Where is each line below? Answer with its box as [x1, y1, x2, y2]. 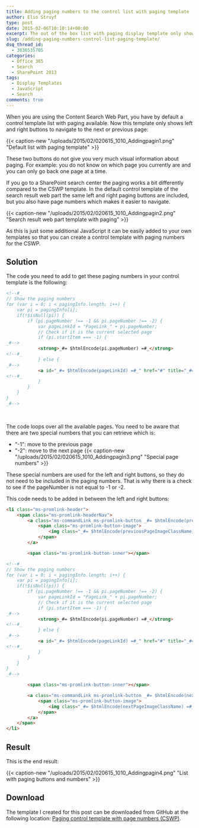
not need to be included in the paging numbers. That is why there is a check [6, 477, 192, 484]
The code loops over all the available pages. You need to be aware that [6, 423, 179, 430]
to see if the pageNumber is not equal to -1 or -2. [6, 484, 126, 491]
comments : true [6, 97, 44, 103]
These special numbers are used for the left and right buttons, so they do [6, 471, 185, 478]
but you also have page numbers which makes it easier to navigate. [6, 198, 171, 205]
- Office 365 [11, 58, 44, 64]
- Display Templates [11, 81, 62, 87]
